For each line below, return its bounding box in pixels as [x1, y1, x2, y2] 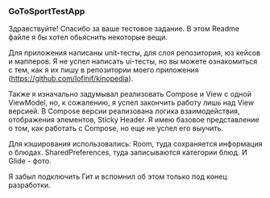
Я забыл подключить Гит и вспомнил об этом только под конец [8, 171, 227, 182]
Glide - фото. [8, 156, 52, 166]
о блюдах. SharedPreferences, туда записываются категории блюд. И [8, 147, 247, 158]
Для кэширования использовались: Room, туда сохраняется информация [8, 139, 263, 149]
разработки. [8, 180, 51, 190]
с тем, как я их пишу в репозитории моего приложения [8, 65, 199, 75]
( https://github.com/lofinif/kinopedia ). [8, 74, 134, 84]
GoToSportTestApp [8, 6, 85, 17]
